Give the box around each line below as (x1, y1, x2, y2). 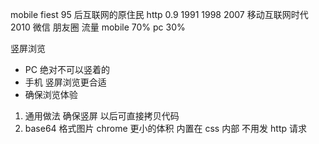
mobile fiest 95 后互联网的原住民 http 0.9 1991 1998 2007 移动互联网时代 (10, 9, 309, 20)
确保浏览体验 (24, 89, 78, 100)
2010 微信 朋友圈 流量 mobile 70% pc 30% (10, 21, 186, 33)
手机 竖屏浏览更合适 (24, 76, 107, 88)
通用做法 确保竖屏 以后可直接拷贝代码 (24, 110, 180, 122)
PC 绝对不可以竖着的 (24, 64, 110, 75)
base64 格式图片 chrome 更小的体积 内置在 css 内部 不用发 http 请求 (24, 123, 308, 134)
